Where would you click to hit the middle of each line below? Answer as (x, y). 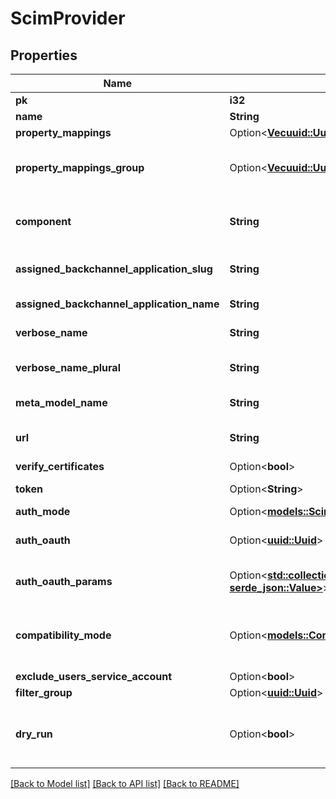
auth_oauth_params (64, 581)
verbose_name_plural (68, 367)
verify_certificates (60, 466)
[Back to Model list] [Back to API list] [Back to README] (125, 783)
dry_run (34, 734)
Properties (44, 55)
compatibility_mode (63, 635)
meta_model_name (61, 402)
